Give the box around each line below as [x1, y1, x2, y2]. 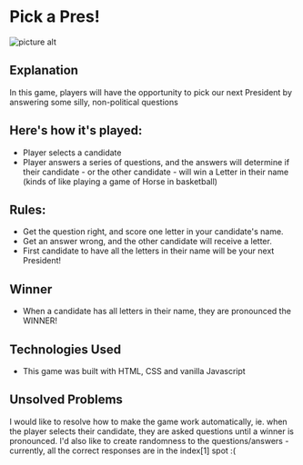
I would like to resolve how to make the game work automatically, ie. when [9, 416, 288, 427]
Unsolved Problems [9, 392, 123, 408]
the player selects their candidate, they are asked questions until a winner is [9, 425, 294, 437]
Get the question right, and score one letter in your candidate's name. [22, 226, 284, 237]
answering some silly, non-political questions [9, 96, 179, 107]
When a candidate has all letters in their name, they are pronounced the [22, 306, 291, 317]
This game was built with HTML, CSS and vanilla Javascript [22, 366, 246, 376]
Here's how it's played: [9, 123, 143, 138]
